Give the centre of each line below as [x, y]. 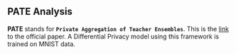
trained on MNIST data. [42, 44]
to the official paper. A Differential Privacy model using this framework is [113, 36]
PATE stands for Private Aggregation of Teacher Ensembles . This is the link [118, 28]
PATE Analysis [40, 12]
